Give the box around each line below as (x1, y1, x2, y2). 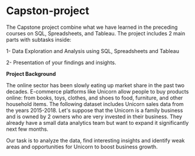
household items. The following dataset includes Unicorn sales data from (6, 100, 184, 107)
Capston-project (6, 4, 90, 18)
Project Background (6, 70, 56, 77)
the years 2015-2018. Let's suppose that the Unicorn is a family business (6, 107, 183, 114)
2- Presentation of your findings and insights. (6, 59, 116, 66)
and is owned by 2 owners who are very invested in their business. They (6, 113, 183, 120)
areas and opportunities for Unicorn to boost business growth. (6, 143, 158, 150)
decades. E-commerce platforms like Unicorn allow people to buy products (6, 88, 189, 95)
